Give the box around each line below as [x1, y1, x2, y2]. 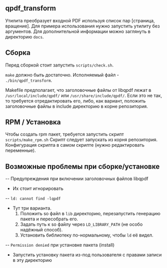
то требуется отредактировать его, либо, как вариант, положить [5, 97, 146, 104]
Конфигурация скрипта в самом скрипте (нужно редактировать [5, 142, 145, 148]
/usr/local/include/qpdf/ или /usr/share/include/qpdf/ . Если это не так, [5, 92, 162, 98]
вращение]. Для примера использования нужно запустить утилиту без [5, 23, 160, 29]
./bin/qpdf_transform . [5, 77, 52, 83]
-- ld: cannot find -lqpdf [5, 195, 61, 202]
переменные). [5, 147, 36, 154]
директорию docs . [5, 33, 44, 40]
